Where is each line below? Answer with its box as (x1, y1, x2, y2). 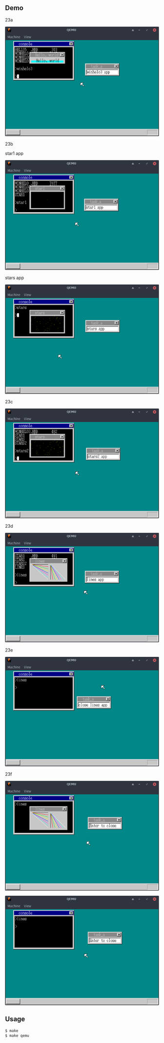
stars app (5, 275, 24, 281)
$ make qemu (5, 1033, 29, 1038)
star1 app (5, 151, 23, 156)
